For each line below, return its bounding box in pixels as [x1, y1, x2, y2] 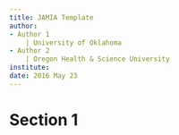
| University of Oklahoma [25, 38, 123, 47]
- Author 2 [9, 46, 50, 55]
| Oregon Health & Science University [25, 55, 170, 63]
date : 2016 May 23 [9, 72, 78, 80]
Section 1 [9, 109, 79, 130]
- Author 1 [9, 30, 50, 38]
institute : [9, 63, 50, 72]
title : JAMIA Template [9, 13, 94, 22]
